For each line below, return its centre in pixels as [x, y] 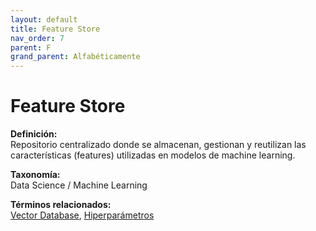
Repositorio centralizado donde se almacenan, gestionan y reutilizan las [158, 145]
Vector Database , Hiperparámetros [82, 215]
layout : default [44, 19]
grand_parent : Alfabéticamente [75, 57]
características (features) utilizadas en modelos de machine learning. [153, 155]
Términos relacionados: [61, 205]
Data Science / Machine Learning [79, 185]
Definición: [34, 134]
